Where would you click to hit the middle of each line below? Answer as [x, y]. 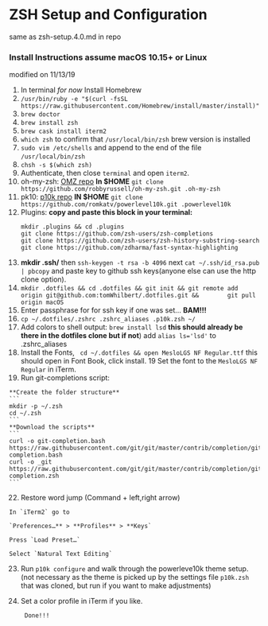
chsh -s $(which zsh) [56, 165]
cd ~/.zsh [25, 414]
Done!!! [37, 616]
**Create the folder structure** [64, 393]
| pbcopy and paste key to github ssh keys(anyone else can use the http [138, 271]
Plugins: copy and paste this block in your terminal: [107, 212]
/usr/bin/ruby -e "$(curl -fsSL [74, 99]
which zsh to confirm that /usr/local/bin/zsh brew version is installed [136, 139]
